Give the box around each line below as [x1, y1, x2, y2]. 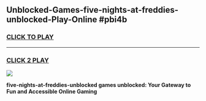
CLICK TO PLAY [6, 33, 54, 42]
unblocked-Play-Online [6, 15, 97, 25]
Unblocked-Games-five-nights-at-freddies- [6, 5, 179, 15]
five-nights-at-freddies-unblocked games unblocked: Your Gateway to [6, 81, 191, 88]
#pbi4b [99, 15, 128, 25]
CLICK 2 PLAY [6, 56, 49, 64]
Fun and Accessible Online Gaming [6, 88, 97, 95]
